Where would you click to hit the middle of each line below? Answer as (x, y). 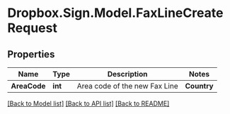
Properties (31, 54)
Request (33, 28)
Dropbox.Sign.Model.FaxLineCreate (115, 13)
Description (127, 74)
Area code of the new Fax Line (127, 86)
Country (199, 86)
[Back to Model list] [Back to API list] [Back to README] (88, 103)
